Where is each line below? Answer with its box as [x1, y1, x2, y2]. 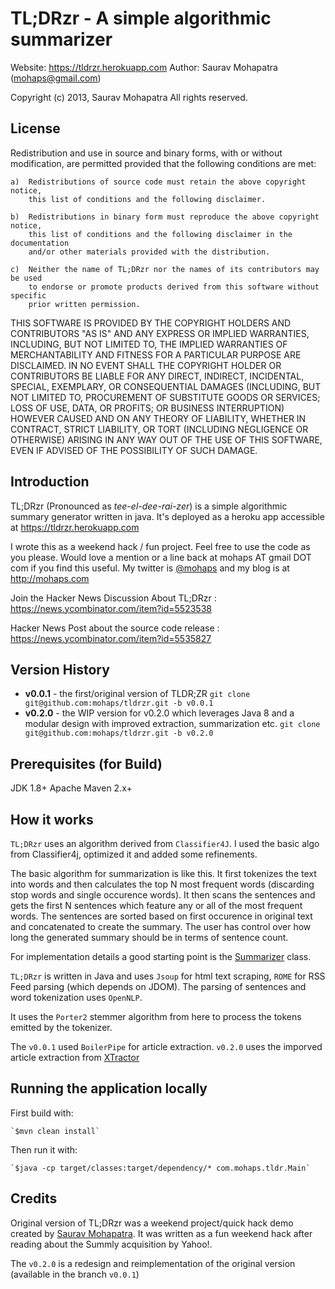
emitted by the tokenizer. [10, 1022, 113, 1033]
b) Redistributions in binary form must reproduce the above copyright [10, 212, 320, 222]
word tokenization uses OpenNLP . [10, 992, 143, 1003]
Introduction [10, 473, 90, 491]
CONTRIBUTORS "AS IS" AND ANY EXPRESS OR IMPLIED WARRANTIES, [10, 327, 310, 339]
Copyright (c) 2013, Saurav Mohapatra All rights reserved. [10, 91, 248, 103]
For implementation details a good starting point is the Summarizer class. [10, 951, 312, 962]
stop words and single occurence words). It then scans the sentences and [10, 889, 316, 901]
